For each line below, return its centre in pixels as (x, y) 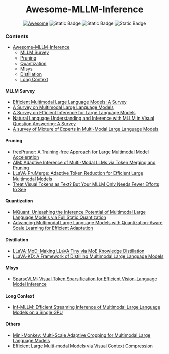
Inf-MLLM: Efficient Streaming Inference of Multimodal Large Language (87, 307)
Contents (17, 36)
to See (19, 189)
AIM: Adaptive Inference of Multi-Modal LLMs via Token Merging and (84, 162)
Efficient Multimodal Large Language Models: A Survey (69, 102)
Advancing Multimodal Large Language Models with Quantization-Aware (88, 222)
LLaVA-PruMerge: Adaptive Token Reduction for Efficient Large (78, 173)
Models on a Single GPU (38, 312)
